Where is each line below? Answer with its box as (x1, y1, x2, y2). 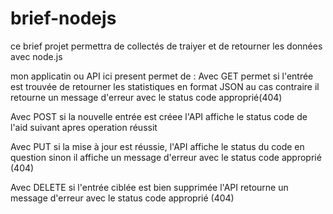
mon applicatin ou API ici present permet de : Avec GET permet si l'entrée (10, 70, 314, 82)
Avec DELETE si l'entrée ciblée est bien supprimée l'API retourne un (10, 181, 289, 193)
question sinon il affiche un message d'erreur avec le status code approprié (10, 151, 322, 163)
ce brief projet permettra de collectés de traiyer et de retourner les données (10, 40, 323, 52)
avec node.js (10, 50, 63, 62)
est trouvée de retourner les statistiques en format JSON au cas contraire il (10, 80, 320, 92)
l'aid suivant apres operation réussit (10, 121, 158, 133)
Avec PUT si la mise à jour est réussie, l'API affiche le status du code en (10, 140, 305, 152)
